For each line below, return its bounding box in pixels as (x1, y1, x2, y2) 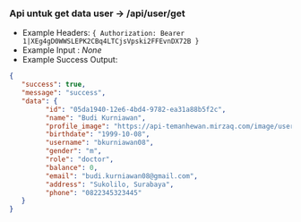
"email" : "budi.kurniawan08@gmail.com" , (45, 171, 199, 181)
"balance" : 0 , (45, 163, 99, 172)
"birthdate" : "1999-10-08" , (45, 130, 150, 139)
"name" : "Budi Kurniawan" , (45, 113, 146, 123)
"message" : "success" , (21, 89, 106, 98)
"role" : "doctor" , (45, 155, 115, 164)
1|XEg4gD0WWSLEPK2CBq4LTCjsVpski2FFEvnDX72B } (21, 37, 200, 47)
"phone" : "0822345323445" (45, 188, 142, 197)
